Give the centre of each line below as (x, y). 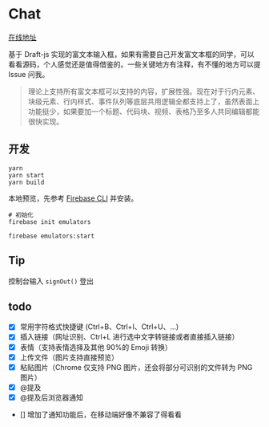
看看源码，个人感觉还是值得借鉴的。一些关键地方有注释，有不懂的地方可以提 (134, 64)
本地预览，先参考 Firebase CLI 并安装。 (73, 198)
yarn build (26, 182)
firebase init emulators (50, 222)
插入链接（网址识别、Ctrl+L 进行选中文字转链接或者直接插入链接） (129, 337)
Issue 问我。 (29, 74)
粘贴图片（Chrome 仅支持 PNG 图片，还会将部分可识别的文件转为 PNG (136, 367)
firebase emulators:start (51, 236)
